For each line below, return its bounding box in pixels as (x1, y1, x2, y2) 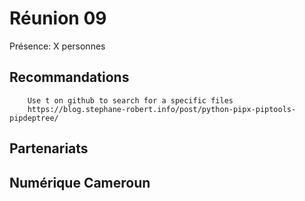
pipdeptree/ (9, 113, 59, 123)
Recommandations (9, 69, 130, 86)
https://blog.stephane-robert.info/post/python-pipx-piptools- (27, 104, 297, 114)
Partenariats (9, 140, 89, 157)
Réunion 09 (9, 7, 107, 30)
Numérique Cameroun (9, 174, 151, 191)
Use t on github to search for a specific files (27, 95, 234, 106)
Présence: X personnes (9, 40, 106, 52)
